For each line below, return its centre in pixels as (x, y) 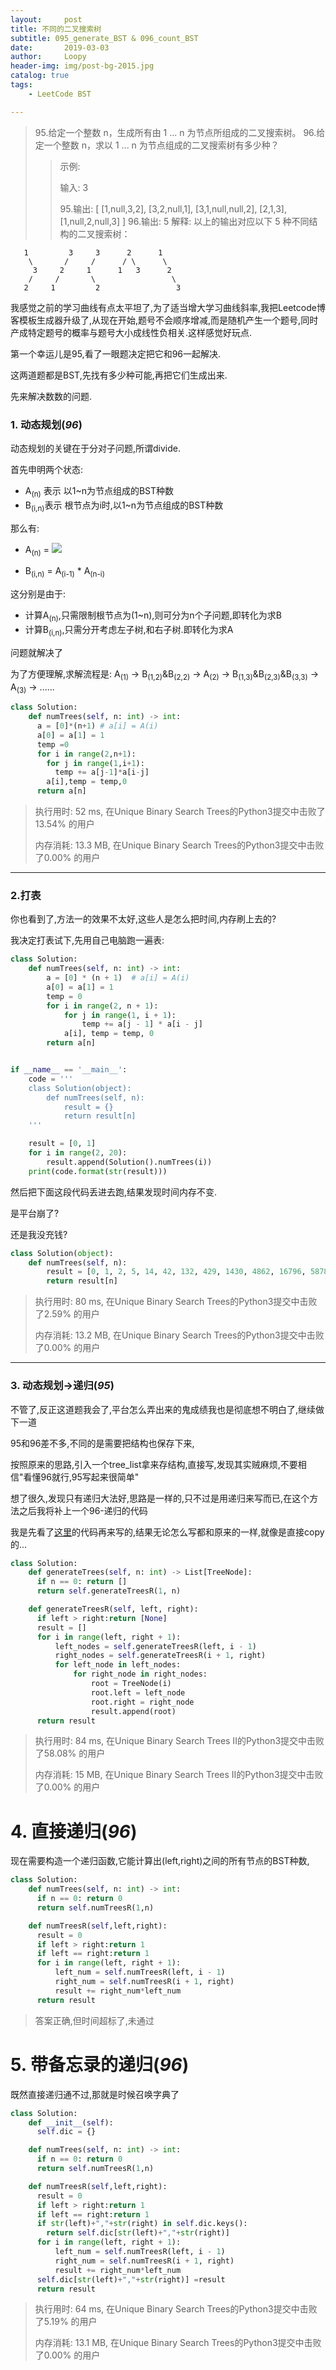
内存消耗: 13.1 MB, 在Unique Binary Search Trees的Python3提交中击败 (178, 2343)
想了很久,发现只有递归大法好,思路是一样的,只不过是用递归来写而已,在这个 (160, 1498)
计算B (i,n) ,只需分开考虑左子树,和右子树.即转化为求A (129, 630)
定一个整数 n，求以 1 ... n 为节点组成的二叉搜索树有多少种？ (157, 145)
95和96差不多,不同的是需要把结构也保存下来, (102, 1443)
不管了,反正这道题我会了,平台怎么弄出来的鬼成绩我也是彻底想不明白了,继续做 (167, 1409)
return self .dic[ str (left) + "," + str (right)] (138, 2233)
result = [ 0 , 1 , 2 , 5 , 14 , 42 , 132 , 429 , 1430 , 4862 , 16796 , (176, 1272)
